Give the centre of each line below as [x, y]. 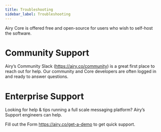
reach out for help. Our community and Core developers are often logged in [81, 72]
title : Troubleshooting [29, 9]
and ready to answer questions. [37, 76]
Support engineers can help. [34, 115]
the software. [18, 33]
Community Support [47, 53]
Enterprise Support [45, 96]
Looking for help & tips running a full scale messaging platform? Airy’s [75, 110]
